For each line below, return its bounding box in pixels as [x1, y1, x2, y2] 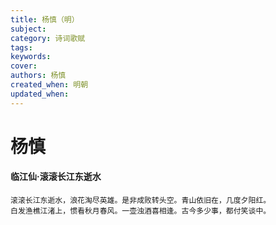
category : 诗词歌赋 [10, 33, 86, 43]
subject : [10, 24, 47, 34]
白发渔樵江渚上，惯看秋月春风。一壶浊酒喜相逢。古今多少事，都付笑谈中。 [10, 206, 272, 216]
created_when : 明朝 [10, 80, 89, 90]
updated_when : [10, 89, 70, 99]
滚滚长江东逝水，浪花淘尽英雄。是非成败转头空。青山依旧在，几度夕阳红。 [10, 196, 272, 206]
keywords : [10, 52, 52, 62]
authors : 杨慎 [10, 71, 67, 81]
